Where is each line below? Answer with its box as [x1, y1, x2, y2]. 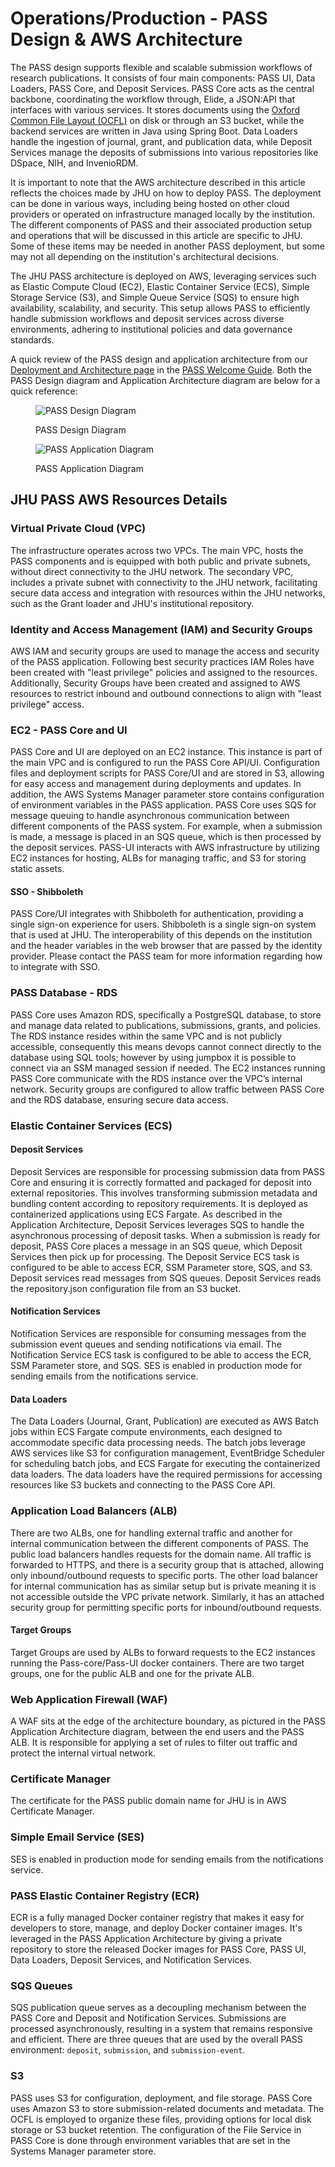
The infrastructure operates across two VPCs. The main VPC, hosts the [10, 544, 304, 556]
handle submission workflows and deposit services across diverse [10, 312, 285, 324]
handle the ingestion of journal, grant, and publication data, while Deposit [10, 135, 313, 147]
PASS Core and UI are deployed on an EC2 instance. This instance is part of [10, 746, 323, 758]
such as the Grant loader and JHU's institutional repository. [10, 597, 255, 609]
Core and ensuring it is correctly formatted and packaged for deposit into [10, 1176, 313, 1188]
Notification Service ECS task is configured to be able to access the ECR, [10, 1349, 312, 1361]
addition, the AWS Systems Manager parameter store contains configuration [10, 788, 325, 801]
